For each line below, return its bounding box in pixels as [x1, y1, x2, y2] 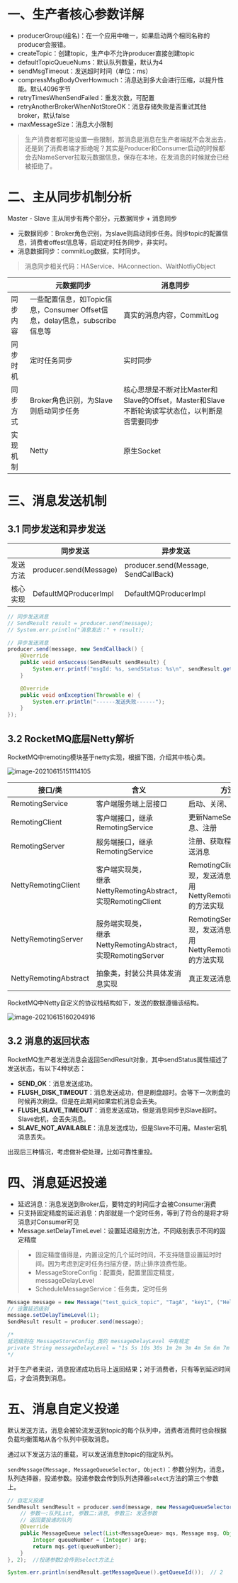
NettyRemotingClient [11, 880, 81, 890]
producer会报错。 [17, 40, 70, 48]
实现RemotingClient [96, 896, 161, 906]
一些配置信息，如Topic [29, 294, 106, 304]
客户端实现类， [96, 864, 147, 874]
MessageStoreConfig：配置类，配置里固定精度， [35, 1268, 178, 1276]
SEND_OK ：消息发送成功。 [17, 1079, 97, 1088]
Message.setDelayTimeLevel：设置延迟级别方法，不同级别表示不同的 [17, 1226, 220, 1235]
